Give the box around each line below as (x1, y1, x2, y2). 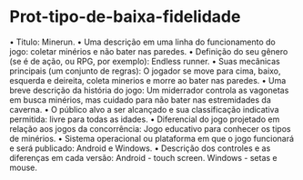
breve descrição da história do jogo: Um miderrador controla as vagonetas (9, 85, 289, 95)
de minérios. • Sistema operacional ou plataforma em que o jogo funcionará (9, 133, 294, 144)
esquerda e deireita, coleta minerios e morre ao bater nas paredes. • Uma (9, 75, 287, 85)
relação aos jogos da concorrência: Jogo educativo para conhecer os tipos (9, 123, 291, 134)
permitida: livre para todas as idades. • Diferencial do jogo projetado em (9, 114, 280, 125)
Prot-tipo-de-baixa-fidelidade (9, 6, 241, 27)
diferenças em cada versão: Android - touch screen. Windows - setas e (9, 152, 278, 163)
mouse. (9, 162, 38, 173)
